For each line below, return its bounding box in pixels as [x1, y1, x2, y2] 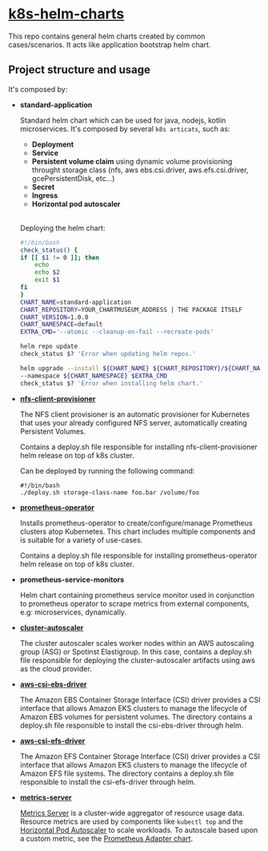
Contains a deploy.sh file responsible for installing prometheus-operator [19, 551, 258, 560]
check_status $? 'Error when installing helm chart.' [19, 379, 203, 387]
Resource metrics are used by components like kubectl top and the [19, 817, 244, 826]
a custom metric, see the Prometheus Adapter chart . [19, 833, 194, 843]
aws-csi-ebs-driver [19, 679, 87, 689]
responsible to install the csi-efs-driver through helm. [19, 776, 196, 786]
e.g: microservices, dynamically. [19, 607, 126, 617]
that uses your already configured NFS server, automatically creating [19, 417, 248, 427]
